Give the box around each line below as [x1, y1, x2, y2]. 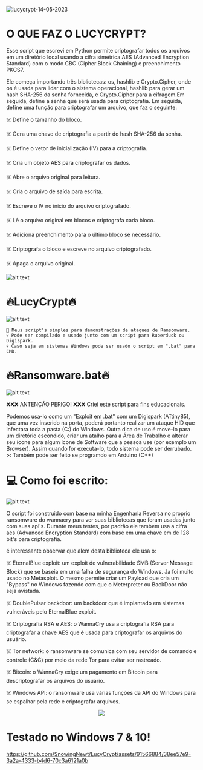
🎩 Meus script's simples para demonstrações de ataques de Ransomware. [6, 327, 190, 333]
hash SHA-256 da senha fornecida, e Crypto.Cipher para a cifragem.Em [6, 91, 185, 98]
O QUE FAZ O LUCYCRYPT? [6, 27, 146, 41]
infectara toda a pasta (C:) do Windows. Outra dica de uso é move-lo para [6, 425, 191, 433]
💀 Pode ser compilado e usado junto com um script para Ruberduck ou [6, 332, 185, 339]
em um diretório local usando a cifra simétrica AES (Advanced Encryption [6, 53, 189, 61]
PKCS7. [6, 66, 25, 73]
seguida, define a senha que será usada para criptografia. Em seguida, [6, 97, 182, 104]
